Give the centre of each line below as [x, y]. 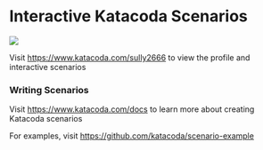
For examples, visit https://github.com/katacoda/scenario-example [131, 136]
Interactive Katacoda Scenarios [128, 16]
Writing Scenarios [49, 90]
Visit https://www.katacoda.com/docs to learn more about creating [132, 109]
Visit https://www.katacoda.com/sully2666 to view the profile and [130, 57]
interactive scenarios [48, 67]
